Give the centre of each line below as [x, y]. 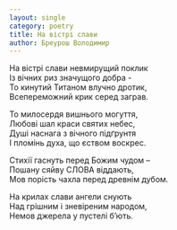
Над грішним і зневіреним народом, [78, 207]
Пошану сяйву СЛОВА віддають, [72, 170]
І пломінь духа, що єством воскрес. [78, 143]
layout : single [38, 18]
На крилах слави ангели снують [71, 197]
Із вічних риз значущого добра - [71, 78]
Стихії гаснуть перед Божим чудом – [80, 160]
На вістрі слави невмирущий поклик [79, 68]
